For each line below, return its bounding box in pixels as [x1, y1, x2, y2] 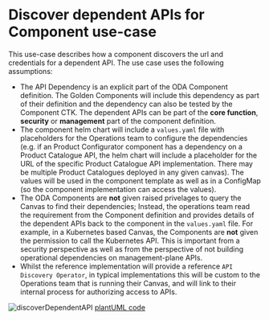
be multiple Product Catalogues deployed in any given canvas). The [19, 167, 245, 177]
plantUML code [94, 302, 146, 312]
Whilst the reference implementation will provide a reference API [19, 261, 233, 271]
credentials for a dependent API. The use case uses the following [8, 58, 225, 68]
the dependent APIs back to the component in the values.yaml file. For [19, 219, 254, 228]
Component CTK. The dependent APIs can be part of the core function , [19, 107, 259, 117]
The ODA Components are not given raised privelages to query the [19, 193, 242, 203]
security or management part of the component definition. [19, 116, 217, 125]
